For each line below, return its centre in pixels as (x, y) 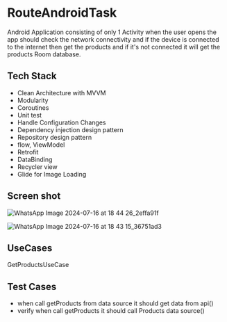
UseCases (30, 248)
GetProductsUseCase (38, 265)
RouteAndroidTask (62, 13)
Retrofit (28, 152)
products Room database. (44, 54)
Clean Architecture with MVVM (61, 92)
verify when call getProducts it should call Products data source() (111, 311)
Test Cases (32, 287)
